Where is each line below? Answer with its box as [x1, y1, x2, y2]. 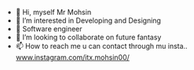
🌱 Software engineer [15, 24, 82, 33]
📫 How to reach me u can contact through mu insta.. [15, 42, 188, 50]
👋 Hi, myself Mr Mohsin [15, 8, 92, 17]
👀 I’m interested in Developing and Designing [15, 16, 161, 25]
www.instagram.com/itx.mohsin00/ [15, 53, 130, 62]
